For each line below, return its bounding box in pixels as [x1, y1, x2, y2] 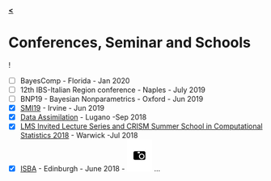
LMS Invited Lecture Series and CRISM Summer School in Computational [19, 121, 263, 131]
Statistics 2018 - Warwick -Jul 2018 [19, 131, 138, 141]
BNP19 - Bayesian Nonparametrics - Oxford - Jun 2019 [19, 95, 204, 104]
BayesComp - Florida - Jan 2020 [19, 75, 130, 86]
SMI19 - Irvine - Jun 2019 [19, 103, 105, 113]
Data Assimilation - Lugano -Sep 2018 [19, 112, 147, 122]
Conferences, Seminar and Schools [8, 34, 252, 52]
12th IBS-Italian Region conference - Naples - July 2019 [19, 85, 206, 95]
